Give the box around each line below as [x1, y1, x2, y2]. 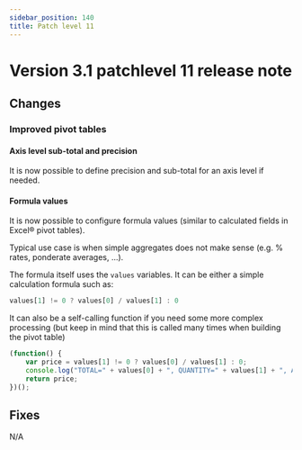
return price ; [25, 374, 78, 383]
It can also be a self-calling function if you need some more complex [9, 312, 263, 324]
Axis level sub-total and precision [9, 145, 138, 156]
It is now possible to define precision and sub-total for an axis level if [9, 166, 264, 176]
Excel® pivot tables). [9, 225, 85, 236]
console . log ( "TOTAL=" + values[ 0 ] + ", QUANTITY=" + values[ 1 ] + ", [25, 366, 288, 375]
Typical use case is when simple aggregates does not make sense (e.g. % [9, 242, 284, 253]
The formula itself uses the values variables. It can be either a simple [9, 269, 264, 280]
